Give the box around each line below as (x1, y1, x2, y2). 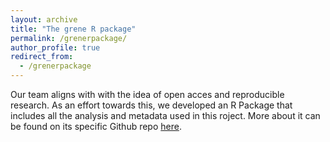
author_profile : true (10, 42, 101, 53)
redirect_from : (10, 52, 74, 62)
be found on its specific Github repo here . (10, 121, 182, 132)
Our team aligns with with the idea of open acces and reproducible (10, 89, 285, 100)
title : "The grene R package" (10, 24, 137, 34)
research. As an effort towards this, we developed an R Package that (10, 99, 293, 111)
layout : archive (10, 14, 78, 25)
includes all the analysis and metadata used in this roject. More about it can (10, 110, 321, 121)
